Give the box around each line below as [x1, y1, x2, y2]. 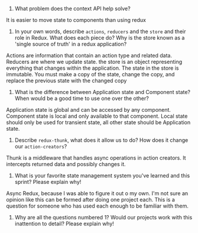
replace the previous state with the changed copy [6, 77, 127, 84]
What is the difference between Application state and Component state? [14, 89, 191, 95]
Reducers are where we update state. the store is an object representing [6, 59, 182, 65]
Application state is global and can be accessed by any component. [6, 106, 171, 113]
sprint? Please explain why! [14, 179, 82, 185]
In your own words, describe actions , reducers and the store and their [14, 28, 186, 35]
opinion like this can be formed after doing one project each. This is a [6, 196, 176, 203]
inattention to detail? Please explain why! [14, 220, 114, 227]
